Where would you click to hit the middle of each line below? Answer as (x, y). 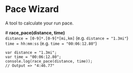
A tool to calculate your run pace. (39, 23)
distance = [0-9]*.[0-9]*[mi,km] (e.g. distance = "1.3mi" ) (67, 38)
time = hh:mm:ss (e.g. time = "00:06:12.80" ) (51, 43)
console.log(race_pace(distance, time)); (49, 61)
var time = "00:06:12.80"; (33, 57)
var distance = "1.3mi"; (31, 52)
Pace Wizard (32, 9)
